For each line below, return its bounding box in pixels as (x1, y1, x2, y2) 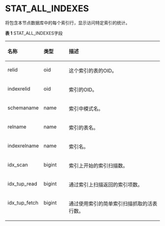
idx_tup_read (7, 180, 38, 187)
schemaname (7, 104, 39, 111)
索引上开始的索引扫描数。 (68, 162, 128, 169)
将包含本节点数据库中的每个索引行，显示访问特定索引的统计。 (5, 20, 130, 25)
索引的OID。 (68, 86, 97, 93)
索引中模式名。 (68, 105, 104, 112)
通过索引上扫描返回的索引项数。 (68, 181, 143, 188)
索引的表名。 (68, 124, 99, 131)
